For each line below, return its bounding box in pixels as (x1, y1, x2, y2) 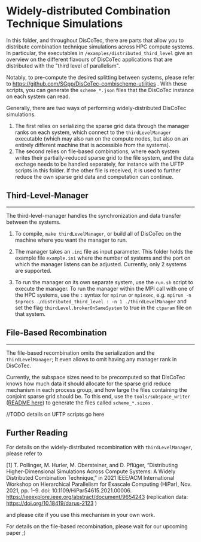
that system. (14, 310, 46, 318)
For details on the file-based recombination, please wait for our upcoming (6, 523, 188, 530)
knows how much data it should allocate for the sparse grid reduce (6, 380, 172, 387)
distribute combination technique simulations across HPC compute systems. (6, 43, 194, 50)
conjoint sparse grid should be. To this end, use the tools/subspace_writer (6, 392, 191, 400)
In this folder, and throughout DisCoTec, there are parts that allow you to (6, 36, 184, 44)
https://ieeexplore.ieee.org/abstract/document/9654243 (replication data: (6, 494, 188, 501)
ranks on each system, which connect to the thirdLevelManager (14, 129, 172, 136)
